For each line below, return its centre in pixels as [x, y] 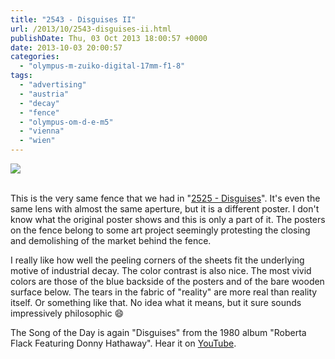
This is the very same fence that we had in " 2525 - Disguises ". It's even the [165, 198]
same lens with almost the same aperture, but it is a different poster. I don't [165, 209]
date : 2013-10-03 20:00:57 [66, 47]
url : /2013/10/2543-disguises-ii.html [91, 29]
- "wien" [37, 141]
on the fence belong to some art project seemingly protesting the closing [160, 230]
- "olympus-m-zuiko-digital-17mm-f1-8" [102, 66]
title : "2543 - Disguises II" [73, 19]
